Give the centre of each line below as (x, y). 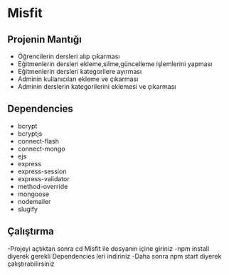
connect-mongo (41, 149)
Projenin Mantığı (44, 39)
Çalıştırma (31, 231)
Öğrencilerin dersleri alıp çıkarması (69, 56)
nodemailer (34, 201)
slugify (27, 209)
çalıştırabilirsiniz (31, 264)
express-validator (43, 178)
